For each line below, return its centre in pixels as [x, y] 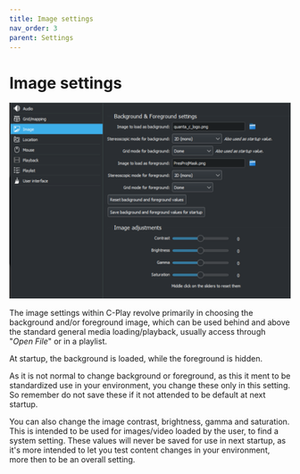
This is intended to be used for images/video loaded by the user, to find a [144, 431]
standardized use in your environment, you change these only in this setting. [150, 385]
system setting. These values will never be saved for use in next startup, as [148, 440]
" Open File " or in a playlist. [58, 341]
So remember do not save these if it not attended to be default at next [137, 395]
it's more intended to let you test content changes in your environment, [140, 450]
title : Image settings [51, 19]
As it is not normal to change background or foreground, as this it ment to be [150, 376]
